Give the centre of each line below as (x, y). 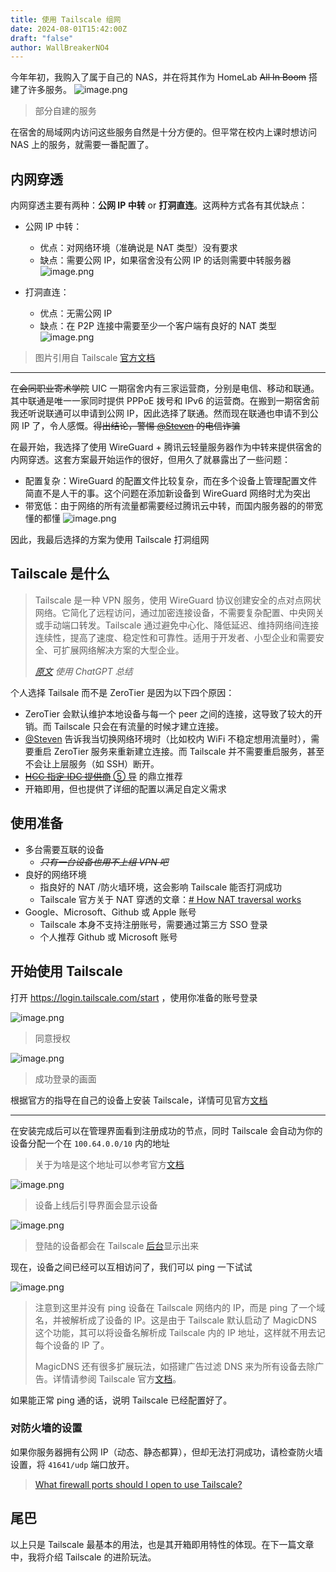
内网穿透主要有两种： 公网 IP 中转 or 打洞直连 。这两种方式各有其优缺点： (159, 205)
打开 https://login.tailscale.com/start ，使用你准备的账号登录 (134, 997)
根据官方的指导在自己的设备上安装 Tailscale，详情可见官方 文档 (139, 1100)
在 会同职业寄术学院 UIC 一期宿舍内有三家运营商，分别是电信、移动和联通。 (165, 388)
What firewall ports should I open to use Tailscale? (138, 1484)
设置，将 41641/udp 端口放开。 (72, 1464)
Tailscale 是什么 (60, 574)
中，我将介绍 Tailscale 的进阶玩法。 (83, 1557)
